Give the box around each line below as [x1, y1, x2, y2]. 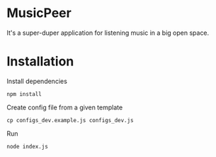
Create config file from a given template [6, 103, 123, 112]
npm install [6, 90, 42, 97]
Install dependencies [6, 77, 68, 85]
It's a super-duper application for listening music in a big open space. [6, 28, 210, 37]
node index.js [6, 143, 49, 150]
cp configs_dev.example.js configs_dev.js [6, 117, 134, 124]
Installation [6, 53, 74, 70]
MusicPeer [6, 5, 72, 21]
